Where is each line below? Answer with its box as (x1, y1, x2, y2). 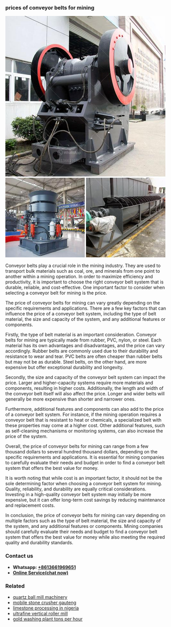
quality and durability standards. (5, 540, 73, 546)
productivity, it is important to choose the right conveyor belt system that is (5, 279, 164, 285)
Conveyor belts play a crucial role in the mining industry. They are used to (5, 262, 161, 269)
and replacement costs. (5, 502, 55, 508)
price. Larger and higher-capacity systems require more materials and (5, 379, 154, 386)
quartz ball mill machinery (12, 594, 68, 600)
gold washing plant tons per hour (12, 616, 83, 622)
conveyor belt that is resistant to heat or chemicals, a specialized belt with (5, 417, 162, 423)
